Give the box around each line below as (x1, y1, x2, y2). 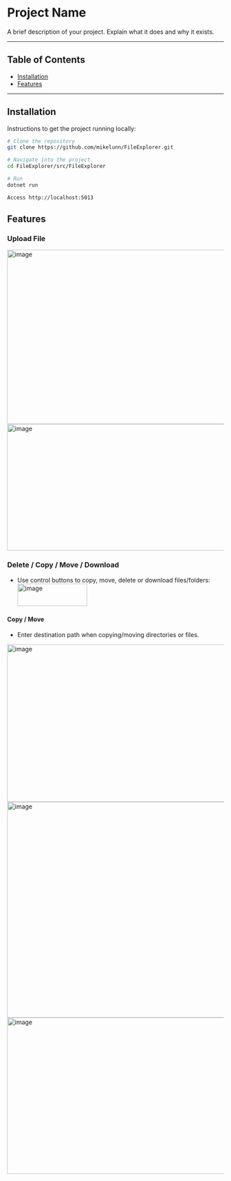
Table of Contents (7, 54, 86, 66)
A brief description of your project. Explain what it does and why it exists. (7, 28, 214, 36)
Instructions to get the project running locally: (7, 124, 136, 132)
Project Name (7, 5, 87, 21)
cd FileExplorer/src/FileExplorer (7, 163, 107, 170)
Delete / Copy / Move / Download (7, 560, 120, 569)
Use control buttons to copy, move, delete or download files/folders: (16, 576, 211, 584)
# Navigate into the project (7, 156, 91, 163)
